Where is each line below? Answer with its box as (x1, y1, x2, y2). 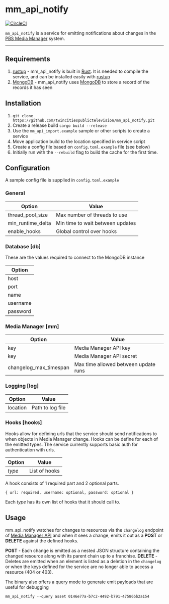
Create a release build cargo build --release (12, 122, 107, 128)
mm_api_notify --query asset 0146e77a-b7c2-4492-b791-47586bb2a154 (5, 594, 150, 599)
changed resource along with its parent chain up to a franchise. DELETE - (5, 552, 158, 559)
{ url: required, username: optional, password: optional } (5, 490, 134, 495)
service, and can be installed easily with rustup (12, 73, 110, 79)
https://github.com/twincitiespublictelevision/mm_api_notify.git (12, 118, 155, 123)
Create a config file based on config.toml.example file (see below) (12, 144, 150, 150)
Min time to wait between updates (56, 219, 136, 226)
